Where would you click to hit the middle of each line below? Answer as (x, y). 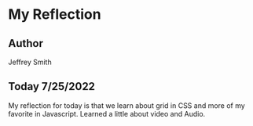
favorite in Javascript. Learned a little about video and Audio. (107, 113)
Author (26, 43)
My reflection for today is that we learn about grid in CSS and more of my (126, 105)
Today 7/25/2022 (52, 86)
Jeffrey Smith (30, 62)
